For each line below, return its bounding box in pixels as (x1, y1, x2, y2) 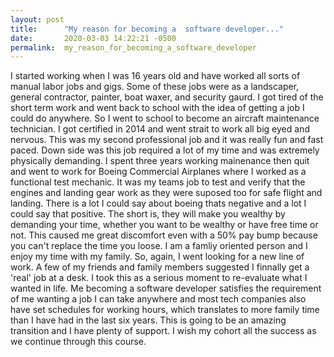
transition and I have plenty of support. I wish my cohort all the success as (10, 325, 317, 337)
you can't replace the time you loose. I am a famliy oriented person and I (10, 240, 308, 252)
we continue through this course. (10, 336, 147, 348)
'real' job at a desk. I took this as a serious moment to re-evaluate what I (10, 272, 308, 284)
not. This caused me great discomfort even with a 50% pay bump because (10, 229, 318, 241)
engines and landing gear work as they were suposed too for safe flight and (10, 187, 323, 199)
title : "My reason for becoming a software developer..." (10, 24, 284, 34)
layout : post (10, 14, 65, 25)
